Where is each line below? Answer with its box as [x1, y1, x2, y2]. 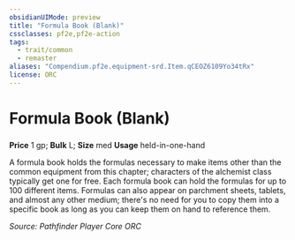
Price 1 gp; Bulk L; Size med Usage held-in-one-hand [9, 139, 206, 150]
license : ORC [9, 71, 57, 79]
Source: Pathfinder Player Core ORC [9, 221, 142, 231]
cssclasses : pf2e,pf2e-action [9, 29, 121, 38]
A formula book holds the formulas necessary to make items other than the [9, 156, 282, 168]
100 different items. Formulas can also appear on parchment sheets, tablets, [9, 184, 286, 195]
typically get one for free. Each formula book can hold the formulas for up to [9, 176, 287, 186]
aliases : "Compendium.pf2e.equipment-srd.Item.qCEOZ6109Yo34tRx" [9, 63, 254, 71]
